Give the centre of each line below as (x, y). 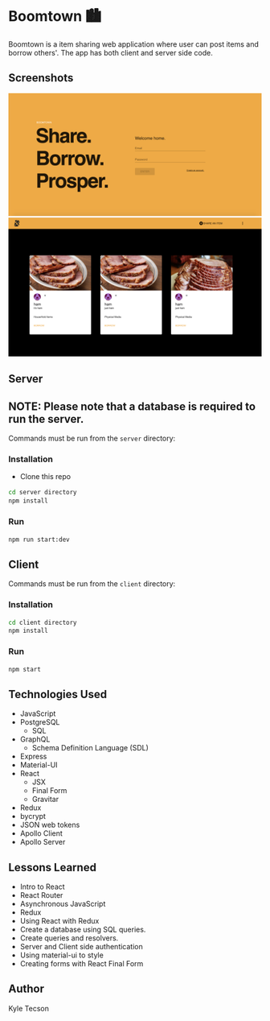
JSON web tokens (50, 825)
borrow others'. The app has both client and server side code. (110, 52)
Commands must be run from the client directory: (92, 584)
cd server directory (43, 493)
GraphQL (35, 739)
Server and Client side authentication (81, 947)
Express (33, 756)
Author (26, 989)
